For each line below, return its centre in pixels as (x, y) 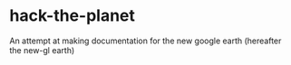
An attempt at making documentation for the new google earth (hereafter (145, 41)
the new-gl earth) (42, 50)
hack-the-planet (73, 16)
